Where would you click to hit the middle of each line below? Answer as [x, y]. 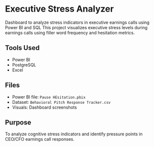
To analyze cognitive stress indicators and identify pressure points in [74, 134]
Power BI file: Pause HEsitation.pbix [49, 97]
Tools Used [22, 48]
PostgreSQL [24, 65]
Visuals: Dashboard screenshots [44, 107]
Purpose [18, 122]
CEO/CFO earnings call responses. [40, 139]
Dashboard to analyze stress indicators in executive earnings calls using [77, 22]
